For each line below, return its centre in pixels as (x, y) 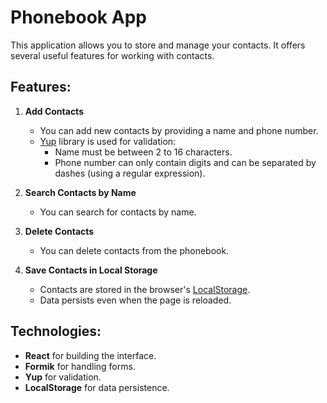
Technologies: (56, 331)
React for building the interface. (90, 355)
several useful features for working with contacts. (112, 55)
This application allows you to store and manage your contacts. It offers (158, 45)
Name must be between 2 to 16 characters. (143, 152)
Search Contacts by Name (80, 192)
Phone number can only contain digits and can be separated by (185, 162)
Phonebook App (78, 17)
